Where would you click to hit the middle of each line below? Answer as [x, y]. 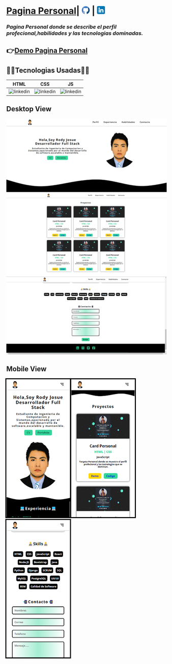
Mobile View [26, 369]
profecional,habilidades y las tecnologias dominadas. [75, 33]
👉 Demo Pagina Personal [47, 50]
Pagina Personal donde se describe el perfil [62, 27]
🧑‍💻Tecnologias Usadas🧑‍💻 [48, 70]
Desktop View [29, 109]
